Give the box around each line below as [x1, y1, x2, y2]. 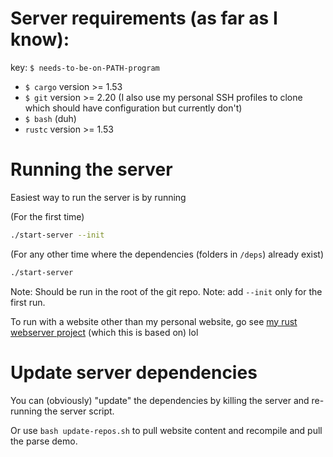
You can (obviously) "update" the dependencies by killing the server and [10, 394, 310, 406]
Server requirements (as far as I [10, 7, 278, 30]
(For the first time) [10, 210, 85, 222]
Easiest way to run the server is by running [10, 191, 187, 203]
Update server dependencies [10, 361, 258, 384]
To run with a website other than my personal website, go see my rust [10, 315, 298, 327]
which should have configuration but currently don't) [24, 102, 243, 114]
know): [10, 28, 70, 51]
